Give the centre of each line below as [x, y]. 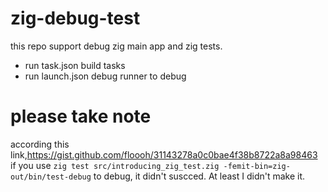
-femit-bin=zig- [257, 166]
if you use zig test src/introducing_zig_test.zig [115, 165]
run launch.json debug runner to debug [105, 76]
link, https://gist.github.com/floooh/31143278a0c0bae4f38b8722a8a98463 [164, 154]
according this [40, 144]
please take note [81, 116]
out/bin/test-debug [51, 177]
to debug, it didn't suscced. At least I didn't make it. [199, 176]
